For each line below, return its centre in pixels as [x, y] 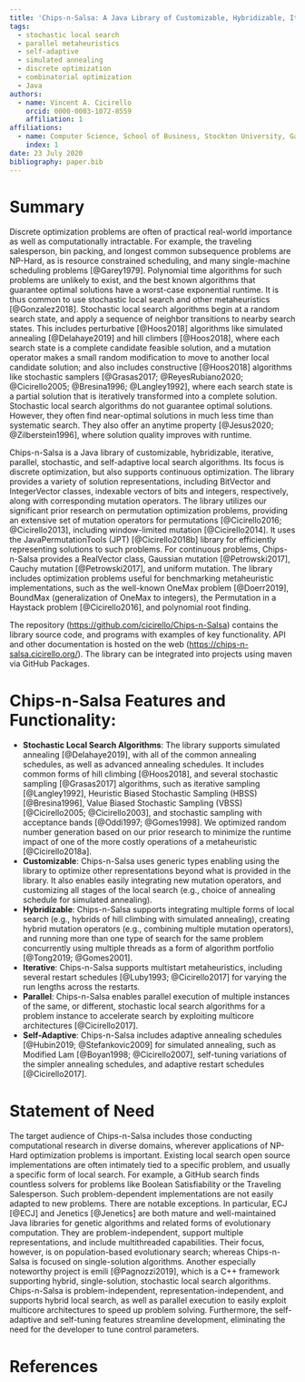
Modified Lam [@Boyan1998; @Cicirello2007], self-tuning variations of [155, 1055]
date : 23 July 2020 [46, 153]
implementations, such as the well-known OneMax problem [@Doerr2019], [149, 588]
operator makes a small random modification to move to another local [139, 358]
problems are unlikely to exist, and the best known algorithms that [133, 280]
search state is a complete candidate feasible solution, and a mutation [140, 348]
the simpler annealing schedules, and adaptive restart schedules [143, 1064]
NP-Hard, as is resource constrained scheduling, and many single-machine [150, 261]
